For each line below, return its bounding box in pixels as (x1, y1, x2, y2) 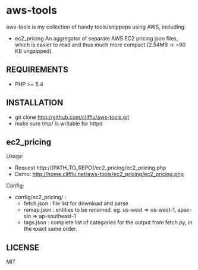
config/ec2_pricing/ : (14, 194, 67, 201)
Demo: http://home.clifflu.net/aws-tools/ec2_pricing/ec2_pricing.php (14, 171, 184, 178)
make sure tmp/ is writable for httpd (14, 120, 103, 127)
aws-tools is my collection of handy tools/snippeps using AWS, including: (6, 23, 186, 30)
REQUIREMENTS (6, 65, 68, 75)
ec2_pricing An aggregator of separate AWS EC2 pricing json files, (14, 34, 178, 42)
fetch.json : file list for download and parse (23, 200, 129, 207)
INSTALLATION (6, 98, 64, 108)
